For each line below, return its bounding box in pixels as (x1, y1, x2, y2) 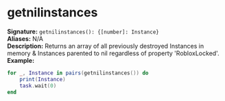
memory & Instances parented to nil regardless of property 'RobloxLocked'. (7, 49, 220, 57)
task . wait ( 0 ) (19, 82, 57, 89)
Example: (7, 56, 35, 64)
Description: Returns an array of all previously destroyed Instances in (7, 42, 204, 50)
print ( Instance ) (19, 76, 67, 83)
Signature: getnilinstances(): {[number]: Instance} (7, 27, 160, 35)
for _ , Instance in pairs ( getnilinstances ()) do (7, 70, 149, 76)
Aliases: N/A (7, 34, 43, 42)
